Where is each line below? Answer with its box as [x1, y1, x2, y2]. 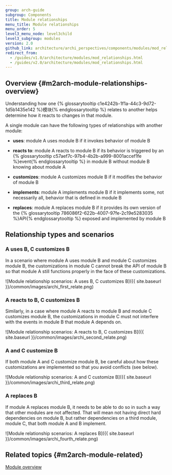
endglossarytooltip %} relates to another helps [59, 107, 158, 113]
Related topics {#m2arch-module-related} [5, 450, 143, 459]
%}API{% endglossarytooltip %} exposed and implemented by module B [12, 216, 166, 222]
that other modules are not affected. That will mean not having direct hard [5, 409, 161, 416]
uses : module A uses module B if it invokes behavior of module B [12, 138, 150, 144]
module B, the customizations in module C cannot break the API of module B [5, 262, 167, 269]
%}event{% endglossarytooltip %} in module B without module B [12, 158, 150, 164]
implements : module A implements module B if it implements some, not [12, 189, 164, 195]
